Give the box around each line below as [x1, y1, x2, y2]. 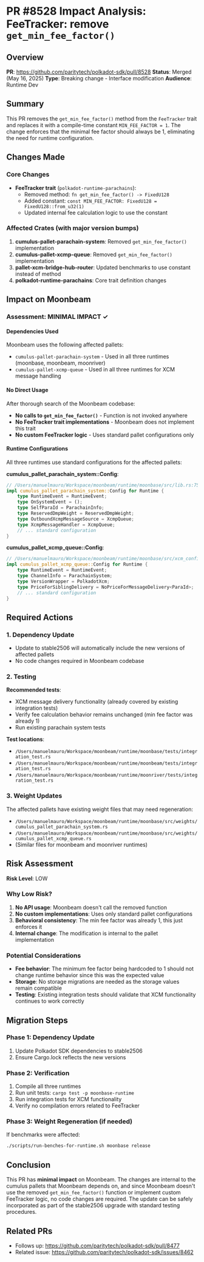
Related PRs [6, 1225, 53, 1236]
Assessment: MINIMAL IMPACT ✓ [6, 312, 109, 321]
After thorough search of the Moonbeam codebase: [6, 400, 135, 407]
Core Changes [6, 170, 50, 179]
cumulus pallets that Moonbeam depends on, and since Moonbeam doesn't [6, 1182, 195, 1190]
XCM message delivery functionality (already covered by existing [15, 698, 178, 706]
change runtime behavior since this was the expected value [15, 972, 165, 979]
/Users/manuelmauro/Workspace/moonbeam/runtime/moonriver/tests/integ [15, 772, 198, 779]
